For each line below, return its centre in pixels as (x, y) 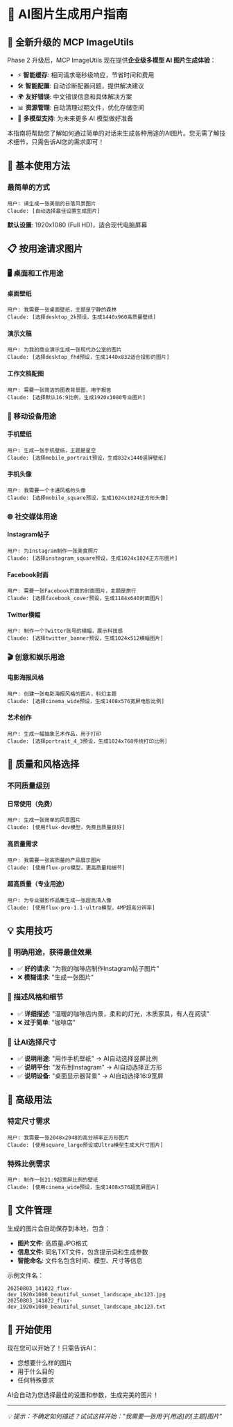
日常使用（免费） (32, 803)
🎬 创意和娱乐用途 (36, 657)
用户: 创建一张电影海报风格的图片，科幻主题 (62, 694)
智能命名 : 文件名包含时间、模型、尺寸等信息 (80, 1260)
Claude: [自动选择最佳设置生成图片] (54, 211)
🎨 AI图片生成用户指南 (68, 14)
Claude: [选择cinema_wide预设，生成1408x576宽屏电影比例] (86, 701)
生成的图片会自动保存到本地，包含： (59, 1228)
